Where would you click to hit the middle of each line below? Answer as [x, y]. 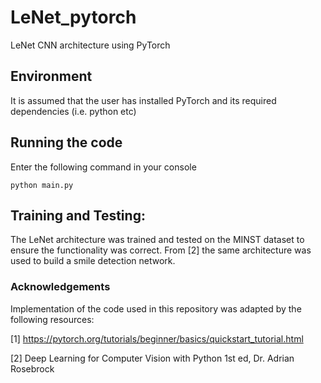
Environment [51, 76]
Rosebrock [32, 368]
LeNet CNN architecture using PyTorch [90, 45]
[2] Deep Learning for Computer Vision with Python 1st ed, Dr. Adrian [152, 358]
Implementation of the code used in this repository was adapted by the [156, 308]
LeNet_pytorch [73, 17]
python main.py [42, 185]
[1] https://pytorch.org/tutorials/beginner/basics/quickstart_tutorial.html [157, 338]
